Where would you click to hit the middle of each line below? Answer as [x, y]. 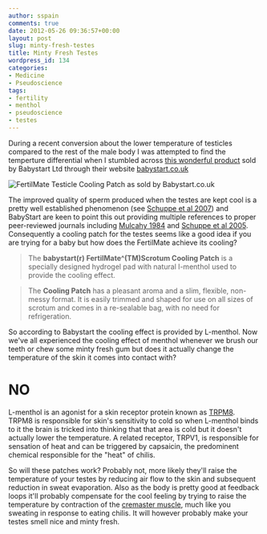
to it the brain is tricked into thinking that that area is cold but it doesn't [125, 429]
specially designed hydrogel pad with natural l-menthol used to [132, 267]
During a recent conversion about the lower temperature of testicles [120, 143]
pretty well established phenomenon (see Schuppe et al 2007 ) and [118, 208]
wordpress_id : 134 [39, 61]
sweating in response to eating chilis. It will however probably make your [128, 513]
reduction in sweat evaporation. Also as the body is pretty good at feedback [133, 487]
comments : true [34, 23]
